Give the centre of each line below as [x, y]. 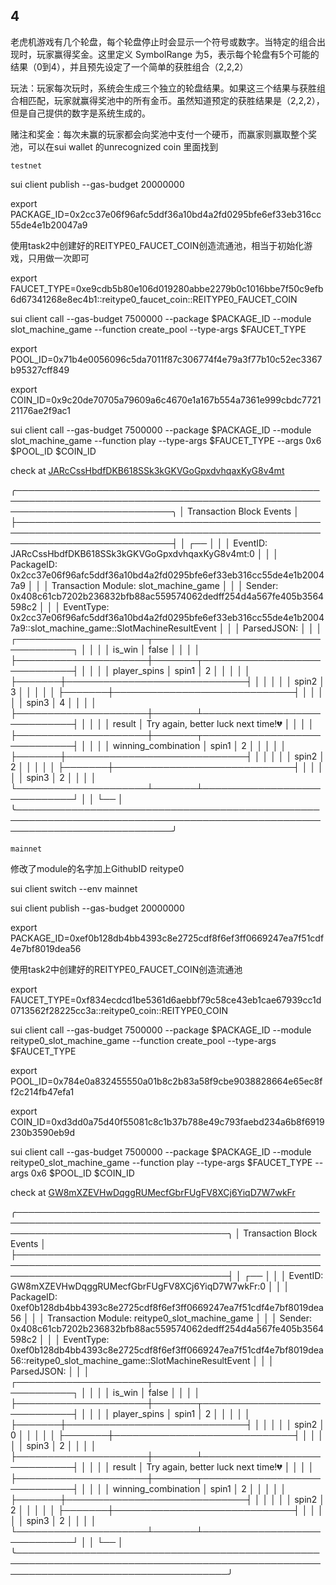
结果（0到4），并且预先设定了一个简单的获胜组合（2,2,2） [129, 66]
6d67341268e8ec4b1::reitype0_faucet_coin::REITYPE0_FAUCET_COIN [154, 299]
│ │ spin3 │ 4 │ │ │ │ [54, 702]
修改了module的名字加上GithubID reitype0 [97, 868]
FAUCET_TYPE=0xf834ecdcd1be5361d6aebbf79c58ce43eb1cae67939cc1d [166, 1000]
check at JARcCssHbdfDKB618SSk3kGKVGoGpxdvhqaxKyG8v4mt [147, 470]
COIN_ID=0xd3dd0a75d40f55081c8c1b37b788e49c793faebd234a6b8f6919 [167, 1121]
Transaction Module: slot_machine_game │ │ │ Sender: [165, 585]
